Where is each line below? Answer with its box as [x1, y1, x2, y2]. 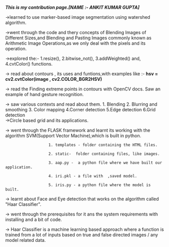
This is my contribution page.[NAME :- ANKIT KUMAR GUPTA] [5, 5, 140, 10]
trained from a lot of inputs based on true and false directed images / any [5, 232, 158, 238]
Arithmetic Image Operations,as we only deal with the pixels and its [5, 40, 146, 46]
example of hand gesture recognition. [5, 91, 84, 97]
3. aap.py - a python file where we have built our [48, 160, 162, 165]
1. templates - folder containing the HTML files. [48, 142, 158, 147]
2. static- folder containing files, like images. [48, 151, 160, 157]
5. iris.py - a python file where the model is [48, 182, 151, 188]
